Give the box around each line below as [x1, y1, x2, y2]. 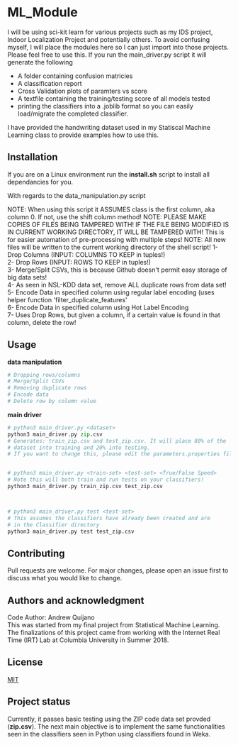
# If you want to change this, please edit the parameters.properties [7, 451, 220, 458]
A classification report [17, 79, 83, 87]
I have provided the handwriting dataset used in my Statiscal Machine [7, 123, 211, 131]
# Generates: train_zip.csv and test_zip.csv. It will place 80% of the [7, 437, 227, 444]
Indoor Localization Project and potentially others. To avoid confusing [7, 35, 210, 43]
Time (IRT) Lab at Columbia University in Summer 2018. [7, 636, 169, 644]
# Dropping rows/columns [7, 371, 81, 378]
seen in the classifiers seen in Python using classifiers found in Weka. [7, 729, 211, 738]
